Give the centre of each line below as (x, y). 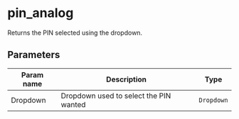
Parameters (34, 55)
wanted (73, 104)
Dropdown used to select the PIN (116, 96)
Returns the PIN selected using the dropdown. (75, 33)
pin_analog (41, 13)
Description (127, 79)
